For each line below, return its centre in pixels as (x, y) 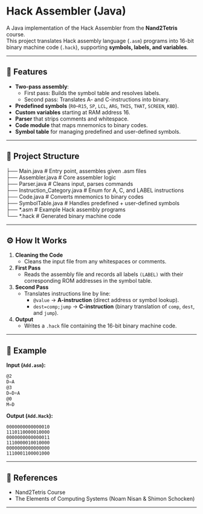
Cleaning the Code (39, 255)
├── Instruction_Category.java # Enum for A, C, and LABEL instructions (95, 190)
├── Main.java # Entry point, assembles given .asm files (76, 171)
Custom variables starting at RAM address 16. (72, 112)
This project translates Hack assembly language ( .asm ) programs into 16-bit (100, 41)
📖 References (32, 477)
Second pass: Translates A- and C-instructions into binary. (97, 99)
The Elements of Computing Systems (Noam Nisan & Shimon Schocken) (105, 499)
